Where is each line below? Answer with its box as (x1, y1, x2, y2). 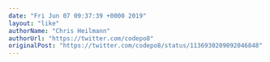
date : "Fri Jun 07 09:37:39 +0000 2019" (8, 11, 148, 20)
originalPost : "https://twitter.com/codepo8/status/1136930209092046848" (8, 42, 264, 50)
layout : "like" (8, 19, 60, 27)
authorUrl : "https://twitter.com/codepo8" (8, 34, 154, 43)
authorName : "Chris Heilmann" (8, 27, 111, 35)
